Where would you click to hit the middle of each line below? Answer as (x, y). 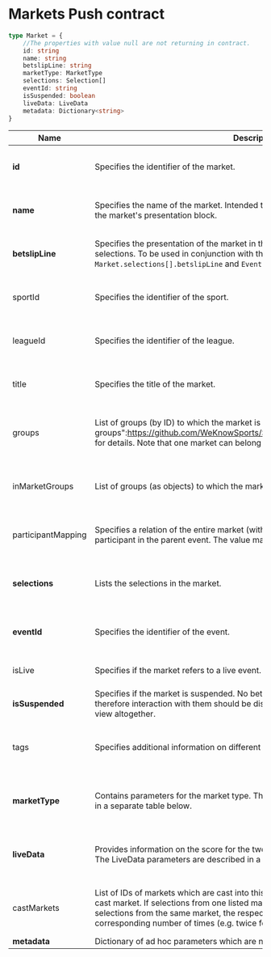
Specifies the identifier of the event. (162, 632)
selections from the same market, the (165, 913)
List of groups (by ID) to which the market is (177, 423)
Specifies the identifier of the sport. (162, 298)
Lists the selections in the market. (158, 583)
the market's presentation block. (156, 215)
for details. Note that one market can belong (178, 443)
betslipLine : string (57, 66)
